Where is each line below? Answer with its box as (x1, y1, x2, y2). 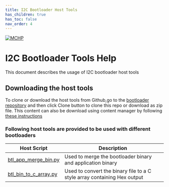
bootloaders (5, 131, 36, 138)
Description (99, 145, 127, 152)
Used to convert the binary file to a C (64, 167, 152, 174)
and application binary (64, 159, 117, 166)
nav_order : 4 (5, 21, 33, 27)
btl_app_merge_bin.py (8, 156, 60, 163)
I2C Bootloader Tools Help (5, 53, 117, 64)
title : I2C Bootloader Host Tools (5, 7, 78, 13)
